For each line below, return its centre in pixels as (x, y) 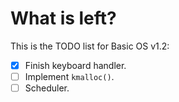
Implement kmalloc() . (69, 76)
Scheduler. (47, 88)
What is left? (63, 18)
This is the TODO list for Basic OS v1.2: (90, 46)
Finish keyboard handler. (75, 65)
